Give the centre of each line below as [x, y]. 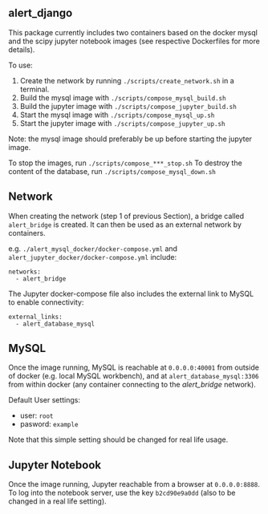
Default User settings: [45, 400]
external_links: [35, 317]
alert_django [41, 13]
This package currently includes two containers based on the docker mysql [133, 32]
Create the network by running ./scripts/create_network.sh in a [127, 80]
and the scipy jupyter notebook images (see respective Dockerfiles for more [134, 41]
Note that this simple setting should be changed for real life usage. [118, 439]
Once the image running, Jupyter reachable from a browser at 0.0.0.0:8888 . [134, 484]
